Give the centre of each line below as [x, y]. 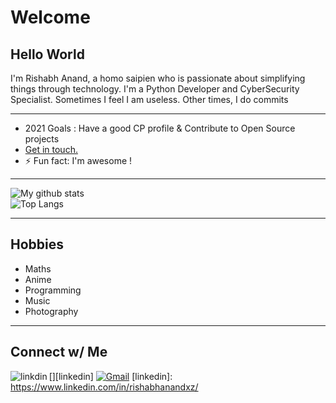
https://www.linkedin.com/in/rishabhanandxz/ [104, 387]
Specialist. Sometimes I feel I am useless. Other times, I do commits [149, 99]
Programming [53, 290]
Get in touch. [51, 149]
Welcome [50, 17]
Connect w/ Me [59, 352]
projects [42, 139]
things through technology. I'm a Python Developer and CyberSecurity [155, 89]
